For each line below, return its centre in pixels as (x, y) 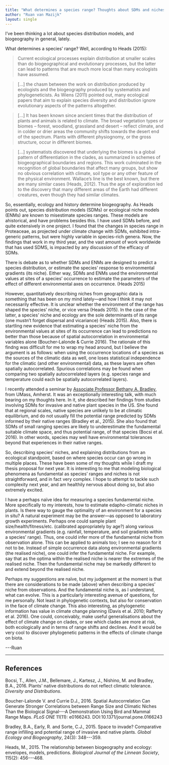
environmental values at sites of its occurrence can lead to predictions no (81, 331)
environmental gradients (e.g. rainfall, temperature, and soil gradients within (84, 532)
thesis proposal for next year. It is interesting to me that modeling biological (83, 469)
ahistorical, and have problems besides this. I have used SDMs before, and (82, 221)
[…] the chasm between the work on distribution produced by (81, 84)
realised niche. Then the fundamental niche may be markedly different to (81, 564)
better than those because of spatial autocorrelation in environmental (77, 337)
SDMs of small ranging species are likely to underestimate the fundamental (83, 427)
